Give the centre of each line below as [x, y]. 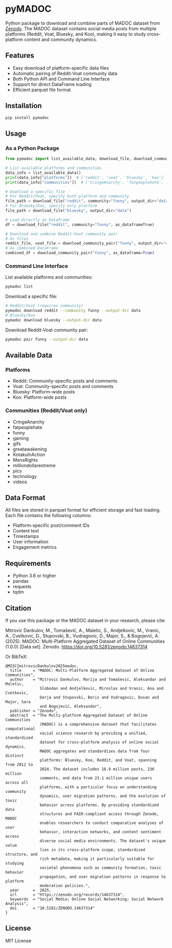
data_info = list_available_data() [43, 173]
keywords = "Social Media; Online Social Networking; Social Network [87, 899]
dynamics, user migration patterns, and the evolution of [103, 796]
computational [20, 729]
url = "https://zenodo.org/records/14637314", [67, 895]
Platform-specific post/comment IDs [51, 525]
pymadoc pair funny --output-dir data [47, 339]
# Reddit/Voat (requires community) [44, 306]
